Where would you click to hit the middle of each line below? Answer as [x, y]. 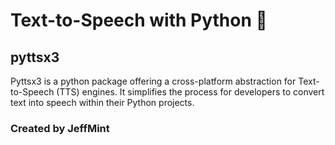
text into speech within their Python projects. [102, 102]
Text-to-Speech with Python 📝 [139, 20]
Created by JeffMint [60, 128]
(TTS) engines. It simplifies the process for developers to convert [190, 92]
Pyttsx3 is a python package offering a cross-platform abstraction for [153, 81]
